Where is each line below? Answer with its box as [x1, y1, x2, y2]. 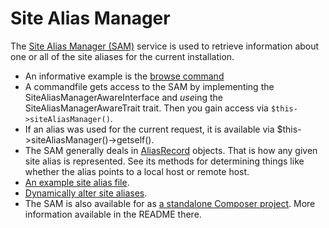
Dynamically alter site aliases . [24, 187, 148, 199]
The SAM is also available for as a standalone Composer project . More [24, 197, 316, 209]
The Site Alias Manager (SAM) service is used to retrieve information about [10, 40, 320, 52]
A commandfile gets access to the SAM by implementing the [24, 80, 275, 92]
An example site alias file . [24, 176, 130, 188]
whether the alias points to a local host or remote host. [24, 165, 250, 177]
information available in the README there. [24, 208, 202, 220]
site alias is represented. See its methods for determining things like [24, 155, 305, 167]
